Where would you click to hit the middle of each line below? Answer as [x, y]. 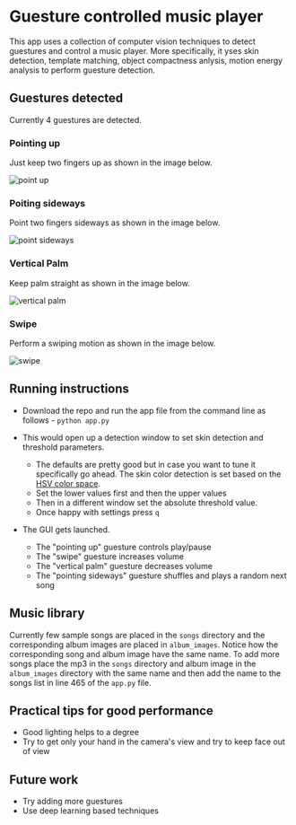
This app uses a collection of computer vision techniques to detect [132, 41]
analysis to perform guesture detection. [82, 70]
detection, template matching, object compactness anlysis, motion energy [146, 60]
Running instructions [70, 389]
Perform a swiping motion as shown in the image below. [113, 343]
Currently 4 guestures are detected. [75, 119]
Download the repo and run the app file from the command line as [144, 410]
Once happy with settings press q [97, 512]
